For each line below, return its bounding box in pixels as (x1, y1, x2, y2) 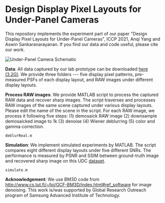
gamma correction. (5, 123, 44, 129)
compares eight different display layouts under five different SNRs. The (5, 147, 151, 153)
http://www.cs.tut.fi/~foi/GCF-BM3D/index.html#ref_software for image (5, 181, 152, 187)
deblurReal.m (5, 133, 32, 138)
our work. (5, 46, 25, 52)
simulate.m (5, 167, 28, 172)
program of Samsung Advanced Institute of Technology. (5, 192, 121, 198)
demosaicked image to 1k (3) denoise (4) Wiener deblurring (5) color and (5, 118, 156, 124)
